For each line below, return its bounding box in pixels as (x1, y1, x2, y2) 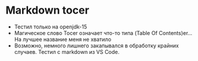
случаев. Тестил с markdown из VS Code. (14, 48, 120, 55)
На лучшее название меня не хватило (14, 36, 112, 43)
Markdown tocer (5, 4, 89, 17)
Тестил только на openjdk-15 (14, 23, 87, 30)
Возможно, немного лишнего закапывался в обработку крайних (14, 42, 180, 49)
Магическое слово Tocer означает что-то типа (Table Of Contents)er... (14, 29, 193, 36)
